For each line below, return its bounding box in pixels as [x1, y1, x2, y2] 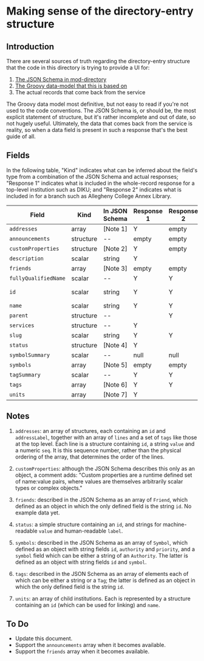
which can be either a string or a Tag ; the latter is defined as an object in [15, 576, 195, 584]
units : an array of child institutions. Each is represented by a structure [15, 595, 191, 602]
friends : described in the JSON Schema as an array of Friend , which [15, 496, 188, 503]
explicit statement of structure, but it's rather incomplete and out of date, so [6, 114, 196, 120]
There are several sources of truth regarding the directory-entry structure [6, 58, 190, 64]
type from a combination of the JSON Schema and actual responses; [6, 173, 178, 180]
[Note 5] [103, 361, 127, 369]
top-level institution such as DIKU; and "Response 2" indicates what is [6, 185, 182, 193]
